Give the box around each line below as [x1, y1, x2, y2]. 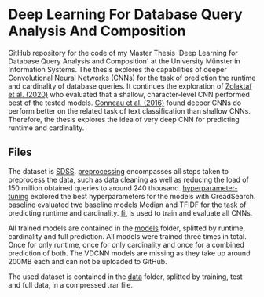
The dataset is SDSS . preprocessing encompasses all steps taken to [8, 166, 229, 176]
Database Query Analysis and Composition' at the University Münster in [8, 56, 241, 66]
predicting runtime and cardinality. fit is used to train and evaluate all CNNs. [8, 208, 253, 217]
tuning [8, 191, 29, 201]
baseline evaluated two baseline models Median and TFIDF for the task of [8, 200, 247, 209]
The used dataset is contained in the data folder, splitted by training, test [8, 272, 243, 281]
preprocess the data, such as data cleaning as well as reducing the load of [8, 175, 250, 184]
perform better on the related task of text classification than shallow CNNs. [8, 106, 251, 115]
